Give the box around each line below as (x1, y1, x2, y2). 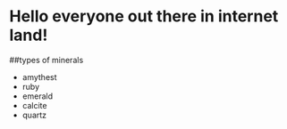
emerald (21, 91, 54, 101)
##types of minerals (9, 54, 84, 65)
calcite (21, 100, 47, 110)
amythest (21, 71, 57, 82)
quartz (21, 109, 47, 120)
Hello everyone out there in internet (9, 6, 279, 27)
